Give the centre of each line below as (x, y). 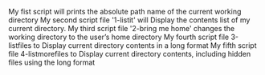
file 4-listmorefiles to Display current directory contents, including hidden (130, 54)
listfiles (20, 45)
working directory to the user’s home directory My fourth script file (119, 37)
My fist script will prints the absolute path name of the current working (125, 12)
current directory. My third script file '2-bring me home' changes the (122, 28)
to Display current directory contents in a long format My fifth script (145, 45)
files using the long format (52, 62)
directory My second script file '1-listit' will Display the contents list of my (129, 20)
